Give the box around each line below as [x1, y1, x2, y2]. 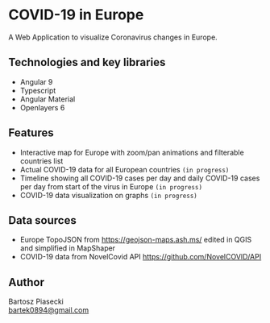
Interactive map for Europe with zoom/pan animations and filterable [19, 147, 244, 157]
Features [8, 126, 54, 140]
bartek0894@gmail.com [8, 305, 89, 315]
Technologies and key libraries [8, 56, 166, 69]
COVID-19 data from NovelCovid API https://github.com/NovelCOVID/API [19, 252, 262, 262]
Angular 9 [19, 77, 53, 86]
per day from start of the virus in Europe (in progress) [19, 181, 203, 191]
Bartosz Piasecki [8, 296, 64, 307]
